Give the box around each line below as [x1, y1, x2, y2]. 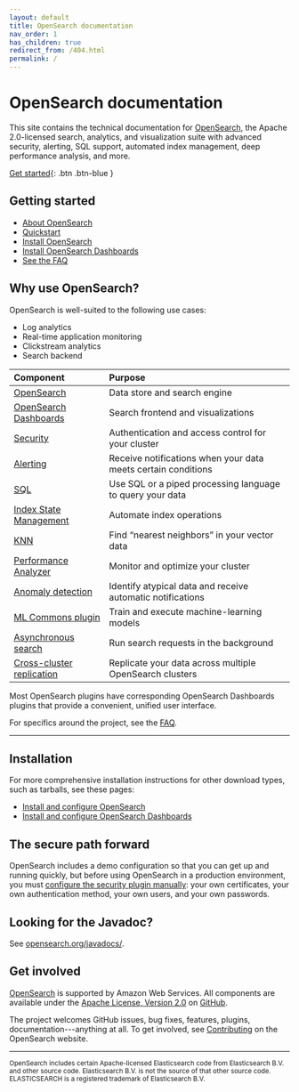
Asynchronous [13, 631, 75, 643]
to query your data [109, 489, 187, 501]
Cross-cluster [13, 656, 73, 668]
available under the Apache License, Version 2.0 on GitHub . [9, 997, 229, 1007]
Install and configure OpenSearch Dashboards [21, 811, 193, 821]
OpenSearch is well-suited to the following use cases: [9, 304, 206, 315]
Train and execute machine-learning [109, 605, 263, 618]
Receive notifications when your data [109, 451, 264, 464]
